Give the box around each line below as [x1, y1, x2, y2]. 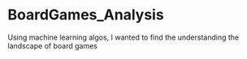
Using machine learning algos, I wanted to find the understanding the [7, 32, 240, 42]
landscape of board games [7, 40, 98, 50]
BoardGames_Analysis [7, 6, 164, 24]
